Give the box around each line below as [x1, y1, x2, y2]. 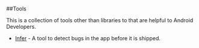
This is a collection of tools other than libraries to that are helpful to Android [6, 17, 194, 23]
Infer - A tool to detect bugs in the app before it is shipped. [14, 35, 161, 41]
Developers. [6, 23, 36, 30]
